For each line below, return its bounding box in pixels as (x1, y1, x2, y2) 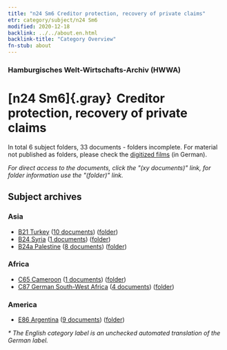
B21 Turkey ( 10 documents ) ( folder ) (17, 228, 119, 236)
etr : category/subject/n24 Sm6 (8, 17, 98, 24)
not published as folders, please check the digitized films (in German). (8, 150, 208, 158)
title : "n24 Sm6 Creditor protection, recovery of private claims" (8, 10, 206, 17)
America (8, 300, 37, 309)
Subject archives (8, 191, 82, 203)
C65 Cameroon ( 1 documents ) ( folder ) (17, 275, 126, 284)
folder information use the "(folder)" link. (8, 171, 124, 179)
